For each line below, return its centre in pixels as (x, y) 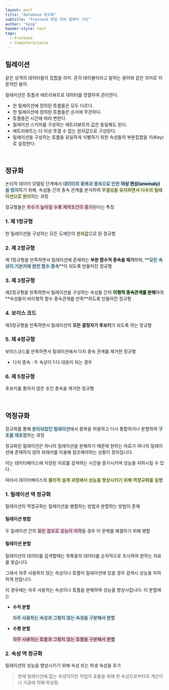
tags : (11, 33)
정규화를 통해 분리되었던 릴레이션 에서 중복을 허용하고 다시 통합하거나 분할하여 (81, 429)
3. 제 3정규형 (20, 280)
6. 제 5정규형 (20, 376)
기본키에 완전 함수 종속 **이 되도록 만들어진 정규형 (63, 266)
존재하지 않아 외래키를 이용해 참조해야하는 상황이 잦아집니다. (74, 452)
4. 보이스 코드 (21, 313)
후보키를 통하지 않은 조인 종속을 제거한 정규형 (50, 388)
